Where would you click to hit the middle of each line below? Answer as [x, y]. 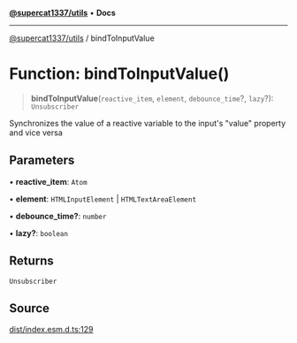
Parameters [42, 160]
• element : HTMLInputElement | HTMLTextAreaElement [103, 199]
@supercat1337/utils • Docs [63, 13]
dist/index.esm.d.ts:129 [51, 330]
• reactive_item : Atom [48, 181]
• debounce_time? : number [58, 216]
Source [30, 308]
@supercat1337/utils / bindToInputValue [82, 38]
